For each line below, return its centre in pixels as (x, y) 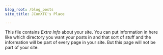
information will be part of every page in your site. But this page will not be (81, 42)
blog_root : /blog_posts (29, 9)
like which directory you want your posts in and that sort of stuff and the (78, 37)
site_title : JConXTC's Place (35, 14)
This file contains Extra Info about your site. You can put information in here (81, 32)
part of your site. (22, 47)
